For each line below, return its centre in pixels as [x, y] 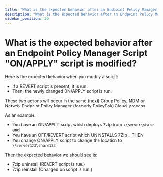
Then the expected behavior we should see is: [51, 155]
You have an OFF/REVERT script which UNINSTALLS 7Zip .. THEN [78, 135]
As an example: [20, 115]
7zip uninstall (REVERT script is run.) [49, 164]
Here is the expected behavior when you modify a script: [62, 77]
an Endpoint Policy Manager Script [76, 53]
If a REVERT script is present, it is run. [50, 86]
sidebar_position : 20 [27, 18]
